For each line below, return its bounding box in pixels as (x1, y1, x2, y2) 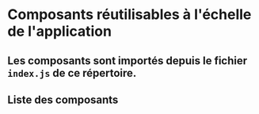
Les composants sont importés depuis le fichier (7, 54, 248, 67)
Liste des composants (7, 93, 119, 106)
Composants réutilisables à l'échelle (7, 6, 252, 24)
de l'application (7, 22, 112, 40)
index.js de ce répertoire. (7, 66, 137, 80)
